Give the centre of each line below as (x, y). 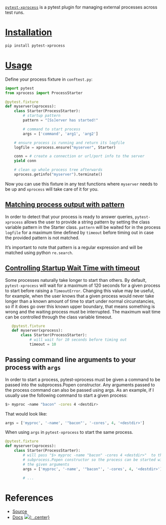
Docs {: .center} (31, 518)
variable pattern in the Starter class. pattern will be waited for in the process (83, 227)
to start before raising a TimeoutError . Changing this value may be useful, (80, 290)
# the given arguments (46, 464)
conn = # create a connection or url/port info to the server (79, 156)
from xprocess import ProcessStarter (44, 93)
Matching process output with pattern (65, 205)
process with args (33, 368)
